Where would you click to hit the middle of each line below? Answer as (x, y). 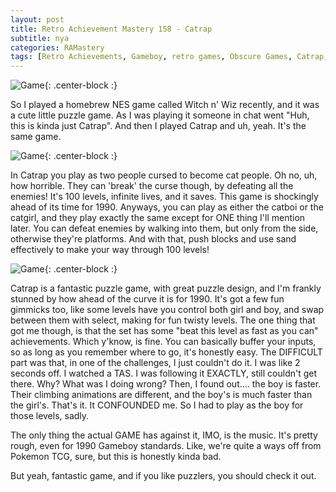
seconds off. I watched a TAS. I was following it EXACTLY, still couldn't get (164, 373)
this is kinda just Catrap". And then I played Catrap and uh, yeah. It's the (158, 126)
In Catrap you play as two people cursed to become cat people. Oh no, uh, (164, 175)
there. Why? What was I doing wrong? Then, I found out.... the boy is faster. (166, 384)
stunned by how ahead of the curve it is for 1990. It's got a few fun (147, 299)
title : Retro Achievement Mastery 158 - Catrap (111, 29)
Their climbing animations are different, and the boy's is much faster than (161, 395)
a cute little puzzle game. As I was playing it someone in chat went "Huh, (160, 115)
